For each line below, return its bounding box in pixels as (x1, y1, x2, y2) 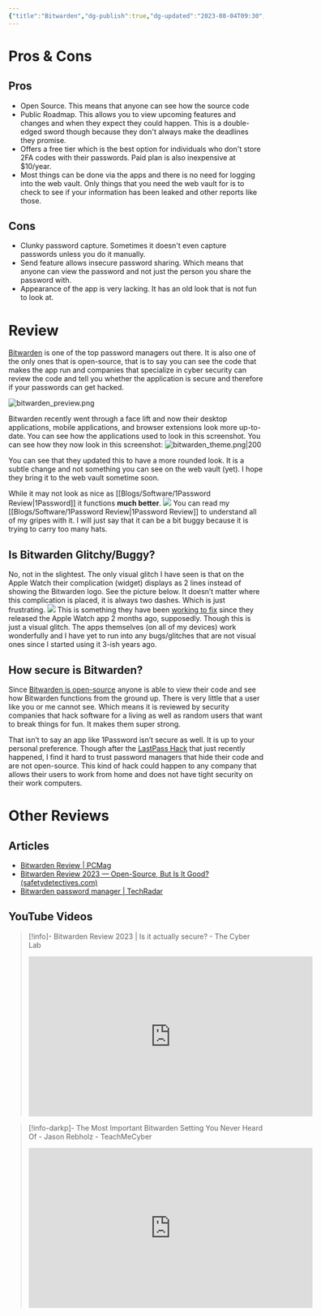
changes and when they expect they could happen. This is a (19, 118, 221, 128)
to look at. (19, 293, 54, 302)
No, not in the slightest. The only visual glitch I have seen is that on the (8, 570, 245, 580)
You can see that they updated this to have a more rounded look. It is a (8, 456, 245, 466)
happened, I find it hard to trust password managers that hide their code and (8, 753, 263, 762)
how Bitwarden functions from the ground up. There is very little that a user (8, 693, 260, 703)
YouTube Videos (8, 910, 93, 923)
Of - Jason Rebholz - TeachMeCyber (28, 1131, 152, 1141)
